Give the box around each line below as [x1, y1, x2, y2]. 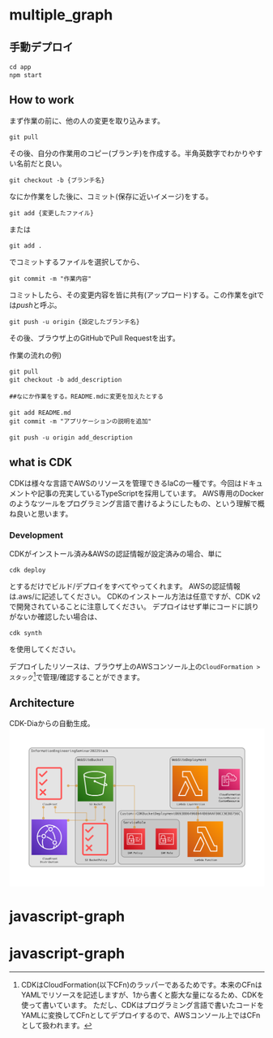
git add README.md [9, 409, 71, 417]
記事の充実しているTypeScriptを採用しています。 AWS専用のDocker [36, 488, 264, 498]
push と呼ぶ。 [16, 300, 62, 309]
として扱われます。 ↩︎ [20, 1021, 92, 1031]
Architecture [9, 696, 75, 710]
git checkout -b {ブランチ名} [9, 176, 105, 184]
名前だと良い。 [15, 158, 66, 168]
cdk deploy [9, 566, 46, 574]
